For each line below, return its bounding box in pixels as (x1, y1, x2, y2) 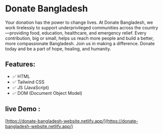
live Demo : (5, 105, 41, 113)
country (142, 24, 158, 30)
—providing (5, 30, 29, 36)
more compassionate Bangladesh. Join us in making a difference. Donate (5, 40, 155, 46)
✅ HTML (12, 73, 30, 79)
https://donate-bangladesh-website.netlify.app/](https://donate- (6, 118, 138, 124)
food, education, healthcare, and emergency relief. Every (29, 30, 147, 36)
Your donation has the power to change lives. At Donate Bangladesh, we (5, 19, 153, 25)
